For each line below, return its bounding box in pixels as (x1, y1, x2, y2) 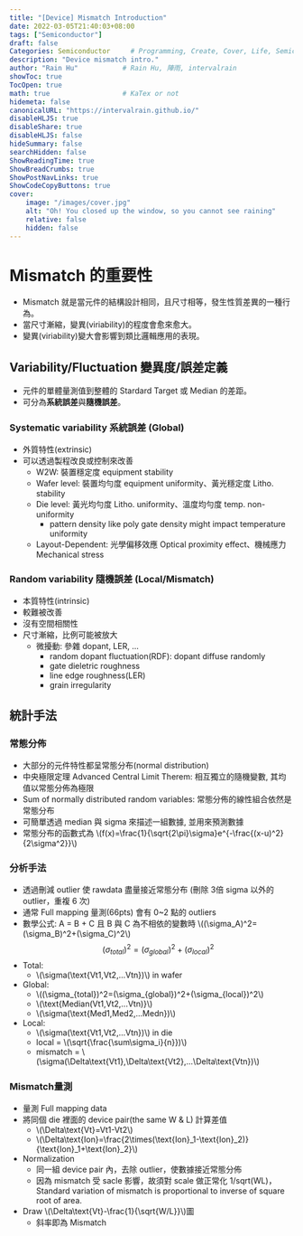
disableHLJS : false (9, 131, 83, 140)
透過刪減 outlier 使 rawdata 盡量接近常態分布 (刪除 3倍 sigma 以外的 (22, 883, 275, 895)
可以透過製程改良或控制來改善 (22, 455, 133, 466)
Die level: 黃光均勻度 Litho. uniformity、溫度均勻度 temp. (35, 498, 246, 509)
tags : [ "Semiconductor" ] (9, 30, 103, 39)
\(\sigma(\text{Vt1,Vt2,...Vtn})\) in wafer (35, 969, 183, 981)
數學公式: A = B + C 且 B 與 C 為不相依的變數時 (22, 918, 197, 929)
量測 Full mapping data (22, 1102, 107, 1113)
